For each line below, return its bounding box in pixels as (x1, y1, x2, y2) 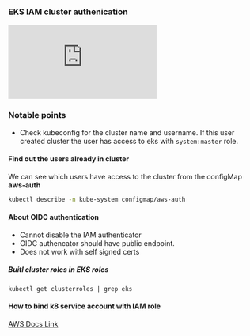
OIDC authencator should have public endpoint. (19, 238, 176, 247)
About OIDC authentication (8, 213, 99, 222)
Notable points (8, 110, 66, 121)
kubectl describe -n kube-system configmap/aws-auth (8, 195, 186, 203)
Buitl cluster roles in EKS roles (8, 265, 109, 274)
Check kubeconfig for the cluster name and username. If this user (19, 127, 235, 137)
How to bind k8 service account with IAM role (8, 301, 161, 311)
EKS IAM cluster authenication (8, 6, 128, 17)
